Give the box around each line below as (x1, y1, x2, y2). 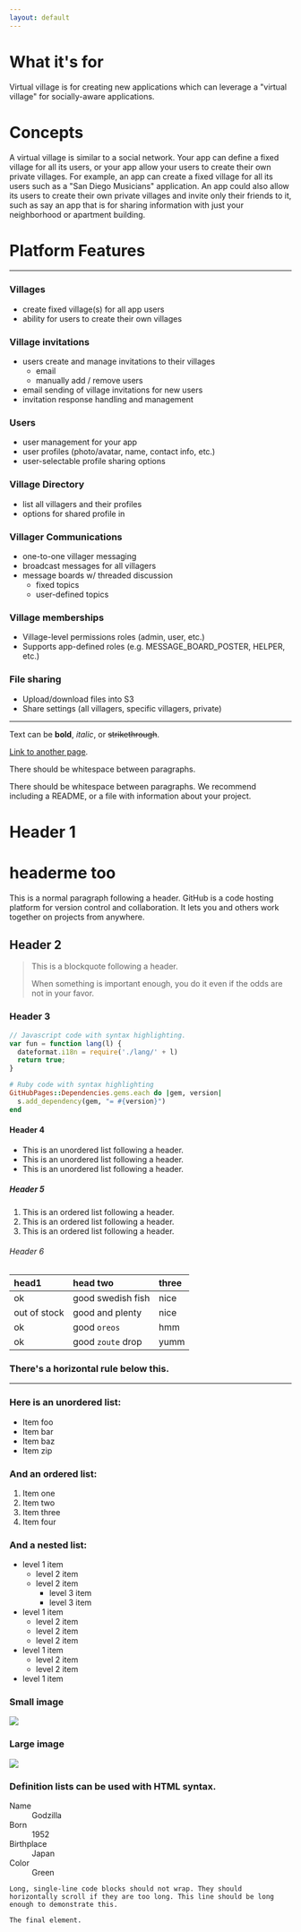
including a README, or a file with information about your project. (9, 790, 252, 801)
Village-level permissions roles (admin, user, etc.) (21, 632, 205, 643)
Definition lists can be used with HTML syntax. (9, 1780, 217, 1792)
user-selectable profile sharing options (21, 456, 166, 467)
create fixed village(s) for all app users (21, 304, 165, 315)
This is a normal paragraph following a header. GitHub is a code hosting (9, 893, 274, 903)
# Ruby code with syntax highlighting (9, 1081, 154, 1090)
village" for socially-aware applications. (9, 91, 155, 101)
